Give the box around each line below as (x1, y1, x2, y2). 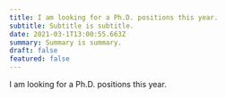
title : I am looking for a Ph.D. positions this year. (9, 12, 219, 22)
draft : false (9, 46, 58, 55)
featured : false (9, 54, 70, 63)
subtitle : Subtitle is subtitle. (9, 21, 135, 30)
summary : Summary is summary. (9, 37, 123, 47)
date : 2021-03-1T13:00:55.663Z (9, 29, 126, 38)
